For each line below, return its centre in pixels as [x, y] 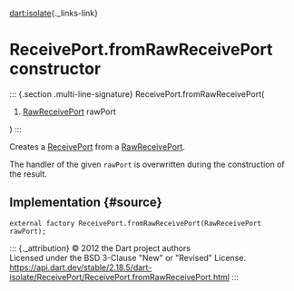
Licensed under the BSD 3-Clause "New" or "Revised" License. [128, 257]
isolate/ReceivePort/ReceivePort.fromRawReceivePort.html [119, 276]
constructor [55, 69]
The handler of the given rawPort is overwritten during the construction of [147, 164]
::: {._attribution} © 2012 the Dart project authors [100, 247]
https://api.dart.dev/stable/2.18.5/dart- [81, 267]
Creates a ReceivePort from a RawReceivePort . [98, 146]
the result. [29, 174]
